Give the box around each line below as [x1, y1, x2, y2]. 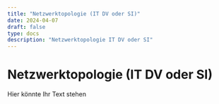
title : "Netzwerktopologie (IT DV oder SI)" [7, 10, 141, 18]
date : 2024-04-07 [7, 17, 59, 24]
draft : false [7, 23, 46, 30]
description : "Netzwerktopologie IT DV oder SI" [7, 37, 153, 44]
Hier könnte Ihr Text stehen [7, 90, 87, 98]
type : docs [7, 30, 40, 37]
